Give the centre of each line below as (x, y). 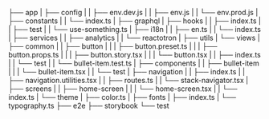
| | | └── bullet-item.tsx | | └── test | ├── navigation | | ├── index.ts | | (127, 71)
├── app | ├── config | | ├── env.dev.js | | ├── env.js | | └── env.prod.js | (133, 12)
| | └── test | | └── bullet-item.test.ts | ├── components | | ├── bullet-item (134, 63)
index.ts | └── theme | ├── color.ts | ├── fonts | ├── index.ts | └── (122, 97)
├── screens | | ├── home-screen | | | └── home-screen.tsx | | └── (123, 89)
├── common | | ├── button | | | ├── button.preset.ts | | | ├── (113, 46)
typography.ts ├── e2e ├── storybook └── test (89, 105)
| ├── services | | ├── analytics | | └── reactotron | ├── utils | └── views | (134, 38)
